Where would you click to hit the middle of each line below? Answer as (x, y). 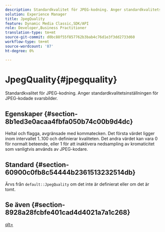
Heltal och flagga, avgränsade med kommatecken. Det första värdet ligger (80, 133)
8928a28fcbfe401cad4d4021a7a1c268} (68, 213)
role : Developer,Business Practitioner (46, 28)
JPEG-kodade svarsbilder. (31, 99)
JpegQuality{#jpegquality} (61, 80)
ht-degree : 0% (20, 51)
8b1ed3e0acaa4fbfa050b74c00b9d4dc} (69, 121)
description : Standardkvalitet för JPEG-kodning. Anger (63, 10)
